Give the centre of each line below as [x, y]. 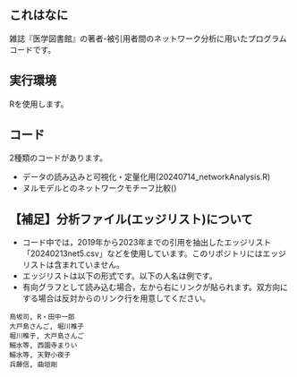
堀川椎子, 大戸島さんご [47, 336]
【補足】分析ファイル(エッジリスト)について [131, 219]
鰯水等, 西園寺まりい [43, 346]
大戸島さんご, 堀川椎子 [47, 327]
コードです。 [33, 49]
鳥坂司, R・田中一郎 [42, 317]
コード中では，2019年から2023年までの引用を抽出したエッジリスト [147, 243]
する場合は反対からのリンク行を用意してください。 [116, 298]
